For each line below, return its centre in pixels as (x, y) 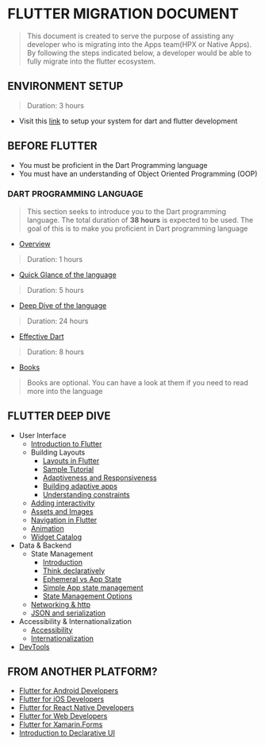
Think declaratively (74, 571)
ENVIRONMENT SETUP (65, 86)
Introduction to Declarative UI (67, 733)
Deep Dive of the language (63, 305)
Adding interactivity (63, 503)
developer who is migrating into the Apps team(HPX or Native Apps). (139, 44)
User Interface (42, 435)
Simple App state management (93, 587)
